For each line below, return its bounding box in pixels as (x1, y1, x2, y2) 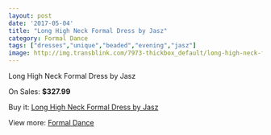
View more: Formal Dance (8, 118, 94, 127)
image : (8, 49, 31, 57)
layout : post (8, 11, 52, 20)
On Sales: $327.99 (8, 87, 71, 96)
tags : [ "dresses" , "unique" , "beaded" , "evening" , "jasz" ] (8, 42, 197, 50)
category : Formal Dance (8, 34, 89, 43)
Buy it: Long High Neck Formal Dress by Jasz (8, 102, 159, 112)
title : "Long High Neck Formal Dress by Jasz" (8, 27, 168, 35)
